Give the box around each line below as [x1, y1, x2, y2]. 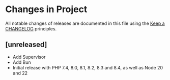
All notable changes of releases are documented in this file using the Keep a [5, 20, 165, 26]
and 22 [12, 70, 28, 76]
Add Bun [12, 59, 32, 65]
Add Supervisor [12, 54, 46, 60]
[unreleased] [5, 41, 47, 49]
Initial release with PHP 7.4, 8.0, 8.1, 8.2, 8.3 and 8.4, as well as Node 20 [12, 64, 163, 70]
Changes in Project [5, 4, 88, 15]
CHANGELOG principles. [5, 25, 57, 31]
